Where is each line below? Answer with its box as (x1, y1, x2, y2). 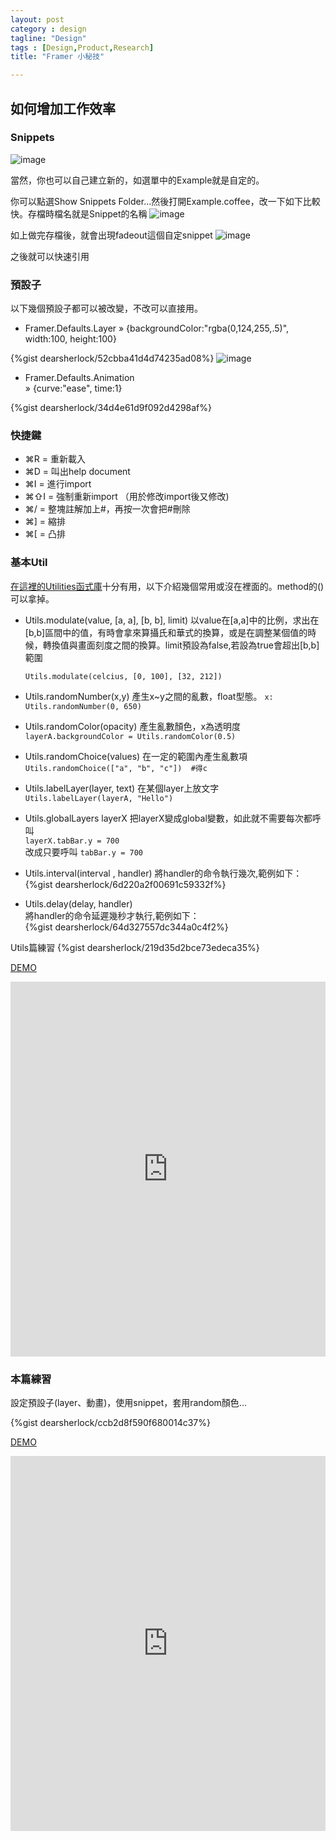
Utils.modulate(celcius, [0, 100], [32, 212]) (24, 671, 223, 681)
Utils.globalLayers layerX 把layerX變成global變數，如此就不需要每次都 (24, 812, 313, 824)
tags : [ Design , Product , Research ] (10, 42, 155, 53)
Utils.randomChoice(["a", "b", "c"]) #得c (24, 763, 208, 773)
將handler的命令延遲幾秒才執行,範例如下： (24, 909, 200, 921)
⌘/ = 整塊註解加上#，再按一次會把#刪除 (24, 503, 191, 515)
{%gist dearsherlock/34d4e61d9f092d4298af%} (10, 402, 213, 414)
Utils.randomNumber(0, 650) (24, 701, 142, 711)
